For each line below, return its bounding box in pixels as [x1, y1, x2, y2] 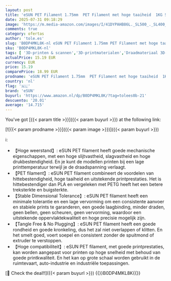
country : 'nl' [5, 79, 36, 84]
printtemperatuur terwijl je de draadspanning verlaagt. [12, 164, 126, 170]
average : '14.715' [5, 103, 44, 108]
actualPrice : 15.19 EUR [5, 55, 56, 60]
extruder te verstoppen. [12, 238, 63, 244]
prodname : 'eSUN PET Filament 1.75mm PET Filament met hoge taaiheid [5, 74, 158, 79]
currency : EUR [5, 60, 36, 65]
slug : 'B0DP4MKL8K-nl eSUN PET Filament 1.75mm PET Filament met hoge [5, 41, 158, 46]
